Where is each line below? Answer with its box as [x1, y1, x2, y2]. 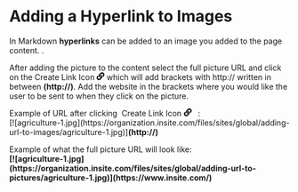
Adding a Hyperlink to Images [9, 6, 233, 27]
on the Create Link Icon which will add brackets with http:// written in [9, 71, 271, 82]
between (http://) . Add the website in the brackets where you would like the [9, 81, 288, 92]
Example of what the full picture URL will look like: [9, 144, 192, 155]
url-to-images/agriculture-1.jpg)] [9, 126, 129, 137]
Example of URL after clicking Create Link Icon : [9, 108, 201, 118]
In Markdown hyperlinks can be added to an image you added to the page [9, 36, 283, 46]
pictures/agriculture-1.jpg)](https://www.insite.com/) [9, 172, 213, 183]
